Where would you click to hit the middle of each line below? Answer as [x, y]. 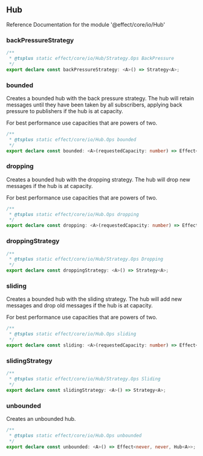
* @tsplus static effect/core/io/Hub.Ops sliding [72, 334]
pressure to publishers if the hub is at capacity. [65, 111]
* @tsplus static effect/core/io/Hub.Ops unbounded [75, 435]
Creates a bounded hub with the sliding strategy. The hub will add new [94, 299]
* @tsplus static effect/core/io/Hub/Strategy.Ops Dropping [86, 259]
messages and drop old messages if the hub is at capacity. [79, 305]
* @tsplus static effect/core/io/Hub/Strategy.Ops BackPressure [91, 58]
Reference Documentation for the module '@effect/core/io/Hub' [86, 24]
